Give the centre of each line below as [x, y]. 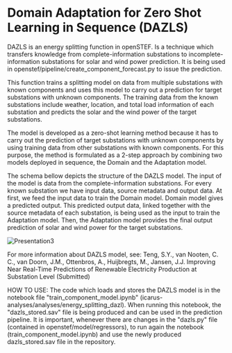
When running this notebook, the [174, 304]
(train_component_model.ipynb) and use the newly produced [94, 334]
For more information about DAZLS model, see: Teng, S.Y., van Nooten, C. [113, 254]
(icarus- [151, 297]
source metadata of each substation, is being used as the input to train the [114, 213]
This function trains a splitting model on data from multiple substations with [115, 82]
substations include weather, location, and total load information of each [110, 104]
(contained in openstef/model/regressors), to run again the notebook [106, 327]
